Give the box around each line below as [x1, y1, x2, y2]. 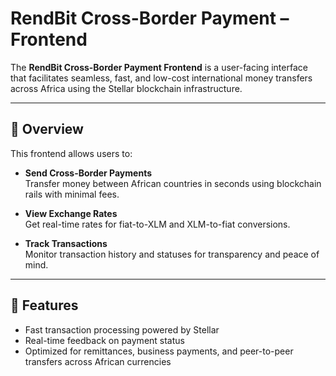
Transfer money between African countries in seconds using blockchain [24, 177, 322, 189]
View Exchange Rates [24, 207, 118, 219]
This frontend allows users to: [10, 147, 133, 159]
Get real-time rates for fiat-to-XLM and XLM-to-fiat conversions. [24, 218, 291, 230]
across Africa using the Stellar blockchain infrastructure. [10, 82, 243, 94]
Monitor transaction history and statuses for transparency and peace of [24, 248, 320, 260]
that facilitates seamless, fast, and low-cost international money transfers [10, 72, 313, 84]
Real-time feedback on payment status [24, 334, 185, 346]
